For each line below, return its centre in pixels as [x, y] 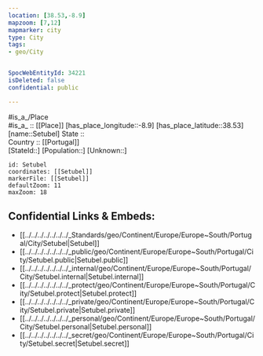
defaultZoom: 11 [35, 185]
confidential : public [44, 87]
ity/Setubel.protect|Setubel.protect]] [78, 294]
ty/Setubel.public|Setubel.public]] [74, 260]
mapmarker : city [35, 30]
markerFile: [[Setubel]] [49, 178]
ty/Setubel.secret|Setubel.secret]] [74, 343]
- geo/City [26, 52]
